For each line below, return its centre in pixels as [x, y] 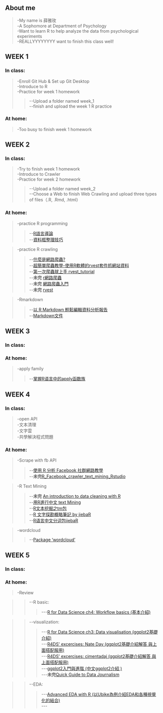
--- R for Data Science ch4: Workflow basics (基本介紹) [96, 612]
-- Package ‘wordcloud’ [52, 540]
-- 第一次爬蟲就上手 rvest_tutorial [62, 271]
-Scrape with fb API [37, 460]
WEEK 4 [18, 394]
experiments [29, 36]
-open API [27, 419]
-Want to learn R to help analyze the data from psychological [78, 31]
